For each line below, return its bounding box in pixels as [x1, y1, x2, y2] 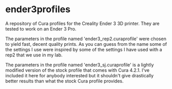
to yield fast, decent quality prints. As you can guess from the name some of [5, 41, 167, 47]
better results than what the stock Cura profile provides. [5, 78, 124, 84]
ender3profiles [5, 4, 71, 15]
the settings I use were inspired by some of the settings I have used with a [5, 46, 163, 52]
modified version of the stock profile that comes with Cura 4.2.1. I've [5, 67, 150, 73]
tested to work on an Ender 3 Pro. [5, 25, 77, 32]
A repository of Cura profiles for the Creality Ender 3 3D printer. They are [5, 20, 160, 26]
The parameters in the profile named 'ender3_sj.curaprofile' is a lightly [5, 62, 154, 68]
